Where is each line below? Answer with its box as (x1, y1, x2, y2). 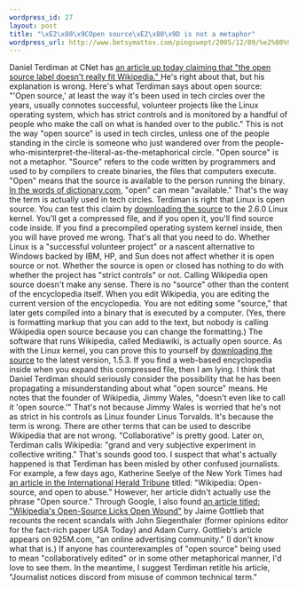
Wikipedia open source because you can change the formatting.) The (9, 326, 263, 338)
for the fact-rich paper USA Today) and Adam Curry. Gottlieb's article (9, 525, 263, 536)
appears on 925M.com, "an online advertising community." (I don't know (9, 534, 275, 545)
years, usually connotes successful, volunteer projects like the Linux (9, 99, 259, 111)
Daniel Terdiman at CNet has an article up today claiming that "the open (9, 62, 271, 73)
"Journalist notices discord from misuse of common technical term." (9, 572, 257, 583)
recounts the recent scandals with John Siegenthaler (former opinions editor (9, 515, 289, 526)
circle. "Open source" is (192, 147, 279, 158)
